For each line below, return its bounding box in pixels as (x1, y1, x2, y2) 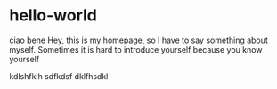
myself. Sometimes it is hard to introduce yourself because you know (9, 44, 263, 54)
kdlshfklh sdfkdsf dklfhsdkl (9, 70, 109, 81)
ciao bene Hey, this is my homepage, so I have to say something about (9, 35, 269, 45)
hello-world (9, 5, 98, 26)
